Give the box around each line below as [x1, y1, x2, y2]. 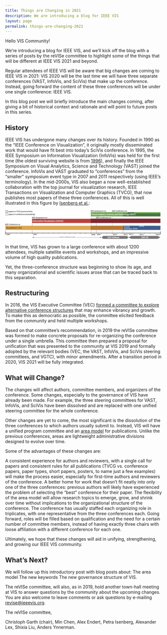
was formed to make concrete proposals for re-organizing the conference [5, 333, 157, 339]
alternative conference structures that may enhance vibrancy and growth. [5, 307, 156, 313]
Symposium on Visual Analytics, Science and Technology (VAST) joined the [5, 163, 160, 169]
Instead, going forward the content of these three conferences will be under [5, 83, 161, 89]
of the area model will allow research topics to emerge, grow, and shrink [5, 495, 153, 501]
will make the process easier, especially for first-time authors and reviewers [5, 474, 161, 479]
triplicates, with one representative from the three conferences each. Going [5, 511, 160, 517]
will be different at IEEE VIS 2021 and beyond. [5, 58, 98, 64]
